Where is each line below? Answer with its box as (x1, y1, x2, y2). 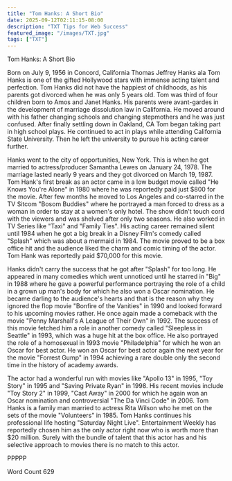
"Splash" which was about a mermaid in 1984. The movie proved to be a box (7, 237, 225, 245)
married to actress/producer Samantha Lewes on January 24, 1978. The (7, 163, 213, 171)
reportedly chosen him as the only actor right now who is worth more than (7, 426, 219, 434)
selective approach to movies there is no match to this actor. (7, 441, 180, 449)
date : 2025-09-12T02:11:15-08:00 (7, 17, 104, 24)
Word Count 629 (7, 468, 55, 476)
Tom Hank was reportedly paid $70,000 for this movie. (7, 251, 163, 260)
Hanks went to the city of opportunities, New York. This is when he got (7, 155, 209, 164)
